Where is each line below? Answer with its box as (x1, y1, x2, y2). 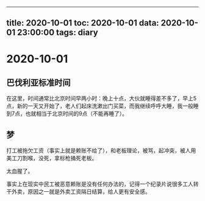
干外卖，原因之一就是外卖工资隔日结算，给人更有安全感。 (6, 188, 151, 196)
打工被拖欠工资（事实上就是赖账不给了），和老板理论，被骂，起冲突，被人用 (6, 147, 196, 154)
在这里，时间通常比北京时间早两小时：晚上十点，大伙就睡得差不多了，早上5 (6, 95, 197, 102)
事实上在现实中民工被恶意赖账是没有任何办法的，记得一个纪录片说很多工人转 (6, 180, 199, 188)
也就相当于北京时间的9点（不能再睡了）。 (25, 110, 128, 118)
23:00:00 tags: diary (17, 27, 99, 38)
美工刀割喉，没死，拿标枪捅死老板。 (6, 155, 98, 162)
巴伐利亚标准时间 (6, 77, 71, 88)
